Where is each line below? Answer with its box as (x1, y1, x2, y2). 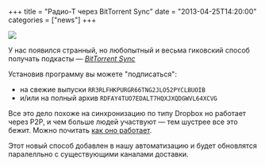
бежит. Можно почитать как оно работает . (8, 126, 152, 134)
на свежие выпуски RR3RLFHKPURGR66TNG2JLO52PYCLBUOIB (19, 85, 206, 94)
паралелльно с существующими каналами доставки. (8, 150, 189, 158)
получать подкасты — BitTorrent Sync (8, 54, 136, 63)
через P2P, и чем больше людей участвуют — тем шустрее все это (8, 117, 238, 126)
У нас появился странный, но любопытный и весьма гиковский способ (8, 45, 250, 55)
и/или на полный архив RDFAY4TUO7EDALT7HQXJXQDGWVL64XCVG (19, 93, 218, 103)
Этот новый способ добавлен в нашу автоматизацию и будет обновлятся (8, 141, 258, 150)
